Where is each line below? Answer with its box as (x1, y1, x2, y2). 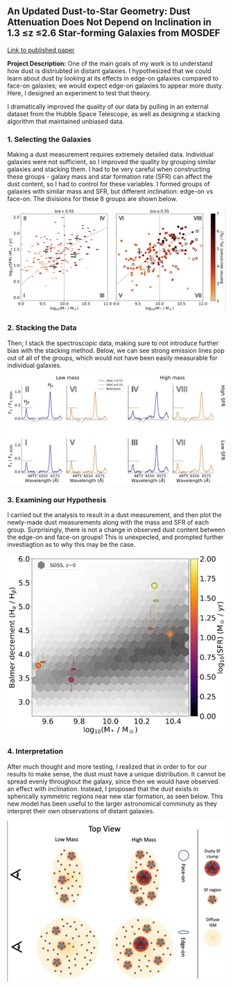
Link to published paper (7, 45, 75, 54)
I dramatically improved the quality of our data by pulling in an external (7, 102, 209, 111)
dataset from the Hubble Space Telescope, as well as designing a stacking (7, 109, 221, 118)
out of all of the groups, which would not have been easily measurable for (7, 353, 218, 362)
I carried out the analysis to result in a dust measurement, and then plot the (7, 511, 222, 519)
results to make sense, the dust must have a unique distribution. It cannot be (7, 770, 226, 778)
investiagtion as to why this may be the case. (7, 541, 136, 549)
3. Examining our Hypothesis (7, 495, 107, 504)
